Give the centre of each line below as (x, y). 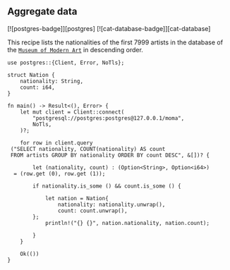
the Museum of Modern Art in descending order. (75, 49)
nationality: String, (52, 81)
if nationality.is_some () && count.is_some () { (107, 186)
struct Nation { (31, 75)
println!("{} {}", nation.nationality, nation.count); (127, 223)
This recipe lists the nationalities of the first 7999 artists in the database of (115, 42)
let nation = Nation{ (77, 198)
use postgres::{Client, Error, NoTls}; (66, 63)
